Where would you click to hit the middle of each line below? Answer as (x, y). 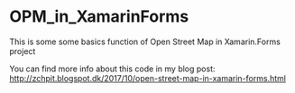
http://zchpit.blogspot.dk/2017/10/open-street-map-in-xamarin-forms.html (148, 78)
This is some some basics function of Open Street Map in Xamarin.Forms (145, 42)
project (23, 51)
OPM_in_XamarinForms (99, 17)
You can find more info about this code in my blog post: (112, 69)
